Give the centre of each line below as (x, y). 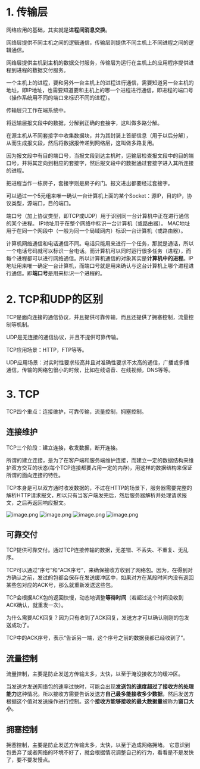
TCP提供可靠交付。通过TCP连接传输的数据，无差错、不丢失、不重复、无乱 (97, 550)
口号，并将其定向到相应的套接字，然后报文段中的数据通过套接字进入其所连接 (100, 163)
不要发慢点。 (37, 760)
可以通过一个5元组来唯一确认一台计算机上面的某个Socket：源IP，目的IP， (97, 196)
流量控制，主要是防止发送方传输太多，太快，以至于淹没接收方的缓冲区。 (95, 674)
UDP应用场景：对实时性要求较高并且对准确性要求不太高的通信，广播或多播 (98, 362)
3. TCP (23, 394)
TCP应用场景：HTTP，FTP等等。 (47, 349)
